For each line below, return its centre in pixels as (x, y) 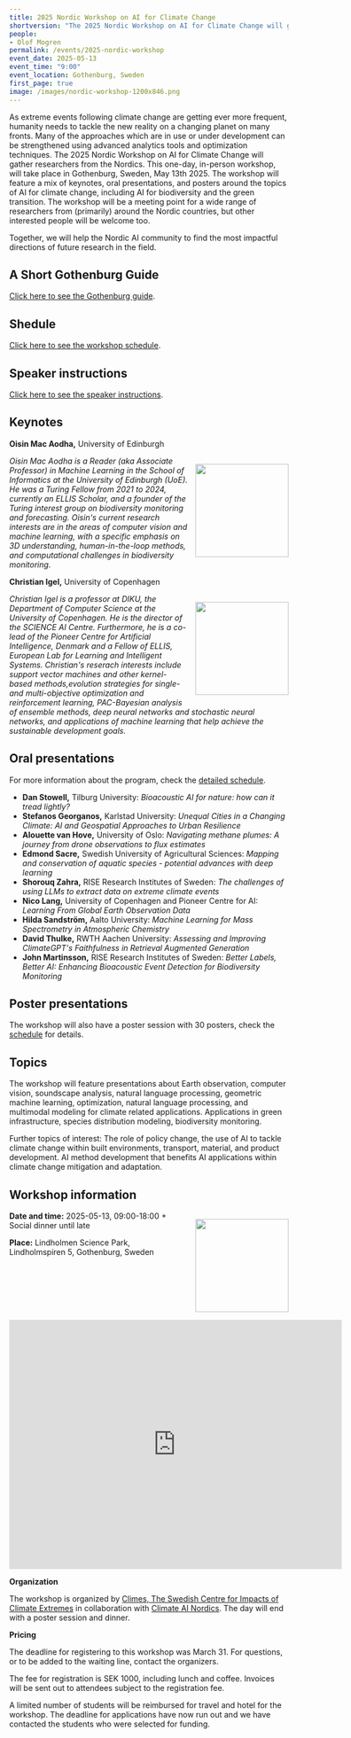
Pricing (23, 1635)
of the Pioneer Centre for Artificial (89, 636)
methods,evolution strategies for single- (107, 683)
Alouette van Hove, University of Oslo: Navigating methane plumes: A (151, 835)
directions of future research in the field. (83, 247)
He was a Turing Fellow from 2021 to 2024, (88, 489)
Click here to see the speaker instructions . (86, 394)
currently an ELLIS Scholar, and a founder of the (97, 498)
